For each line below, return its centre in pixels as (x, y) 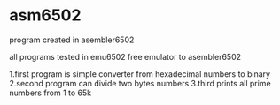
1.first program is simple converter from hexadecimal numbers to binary (140, 74)
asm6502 (45, 15)
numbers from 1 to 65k (51, 93)
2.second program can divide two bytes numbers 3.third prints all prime (140, 83)
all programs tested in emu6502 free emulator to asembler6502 (125, 56)
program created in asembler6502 (72, 40)
